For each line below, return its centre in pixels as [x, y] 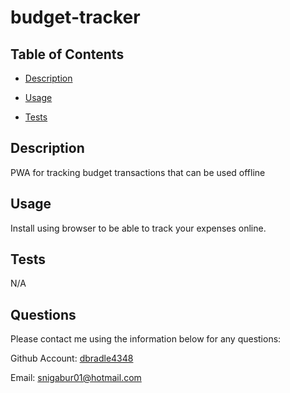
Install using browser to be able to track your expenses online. [138, 228]
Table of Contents [67, 54]
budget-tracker [75, 17]
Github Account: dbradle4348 [72, 358]
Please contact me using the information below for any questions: [146, 339]
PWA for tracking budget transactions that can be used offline [138, 172]
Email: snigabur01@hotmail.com [76, 378]
